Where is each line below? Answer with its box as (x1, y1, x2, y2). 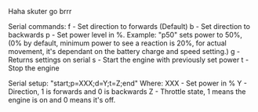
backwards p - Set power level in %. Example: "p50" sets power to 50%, (8, 31, 243, 39)
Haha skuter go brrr (8, 7, 72, 16)
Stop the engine (8, 63, 60, 73)
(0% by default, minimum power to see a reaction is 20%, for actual (8, 38, 227, 48)
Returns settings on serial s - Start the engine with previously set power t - (8, 55, 249, 64)
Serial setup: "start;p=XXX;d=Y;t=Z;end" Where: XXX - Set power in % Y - (8, 78, 247, 88)
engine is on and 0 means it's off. (8, 96, 116, 104)
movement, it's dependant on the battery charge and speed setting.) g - (8, 47, 241, 56)
